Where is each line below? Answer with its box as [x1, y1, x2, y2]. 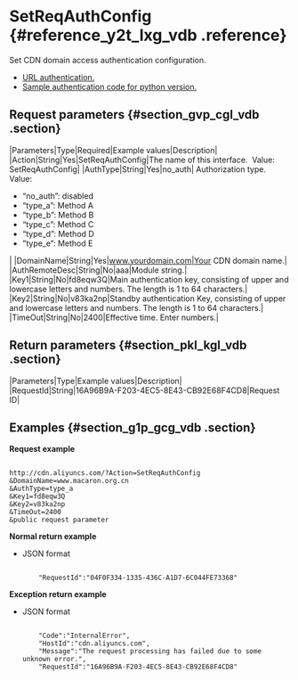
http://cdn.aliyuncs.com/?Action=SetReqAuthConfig [9, 469, 201, 478]
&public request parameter [9, 515, 109, 525]
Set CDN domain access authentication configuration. [9, 54, 206, 65]
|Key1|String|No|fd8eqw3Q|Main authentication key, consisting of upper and [9, 274, 289, 284]
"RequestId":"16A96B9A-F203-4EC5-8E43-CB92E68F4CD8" [38, 662, 238, 672]
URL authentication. [21, 71, 95, 82]
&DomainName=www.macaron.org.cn [9, 477, 129, 486]
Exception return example [9, 589, 107, 600]
